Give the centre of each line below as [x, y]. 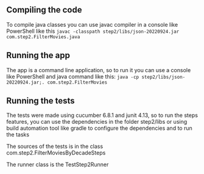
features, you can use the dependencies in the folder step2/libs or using [97, 122]
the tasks [18, 135]
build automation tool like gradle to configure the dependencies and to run [100, 128]
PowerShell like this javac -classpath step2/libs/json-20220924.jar [93, 31]
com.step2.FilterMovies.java [43, 37]
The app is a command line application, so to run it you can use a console [99, 70]
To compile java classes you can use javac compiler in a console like [92, 24]
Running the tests [40, 101]
